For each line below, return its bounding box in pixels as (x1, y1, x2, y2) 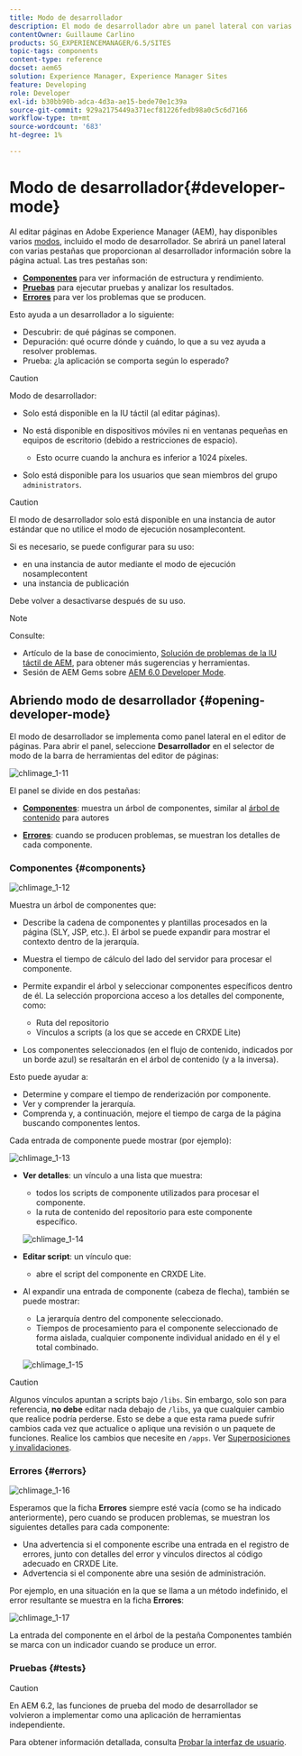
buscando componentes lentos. (22, 1117, 141, 1128)
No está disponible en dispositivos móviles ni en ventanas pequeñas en (22, 425, 288, 435)
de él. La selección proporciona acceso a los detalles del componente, (22, 990, 285, 1001)
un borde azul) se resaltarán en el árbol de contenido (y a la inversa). (22, 1054, 279, 1065)
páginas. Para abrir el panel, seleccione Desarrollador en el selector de (9, 740, 275, 751)
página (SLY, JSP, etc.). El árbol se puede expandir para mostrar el (22, 926, 270, 937)
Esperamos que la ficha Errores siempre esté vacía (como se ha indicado (9, 1503, 282, 1514)
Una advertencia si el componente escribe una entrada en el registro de (22, 1539, 290, 1550)
